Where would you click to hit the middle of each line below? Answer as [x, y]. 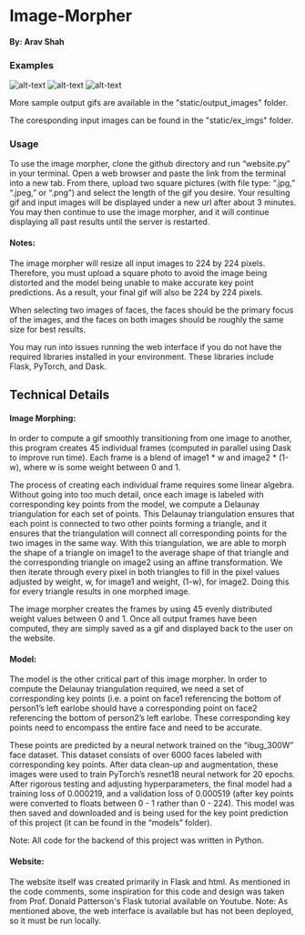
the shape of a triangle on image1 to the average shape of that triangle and [149, 553]
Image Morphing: [43, 418]
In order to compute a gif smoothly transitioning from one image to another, [151, 438]
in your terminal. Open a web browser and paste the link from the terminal [148, 173]
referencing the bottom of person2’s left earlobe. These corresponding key [150, 718]
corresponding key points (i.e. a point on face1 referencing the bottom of [146, 699]
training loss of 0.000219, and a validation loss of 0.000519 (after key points [152, 794]
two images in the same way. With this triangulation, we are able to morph [148, 543]
